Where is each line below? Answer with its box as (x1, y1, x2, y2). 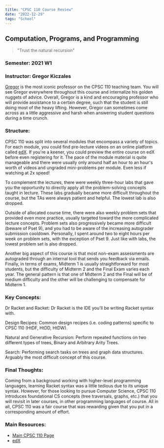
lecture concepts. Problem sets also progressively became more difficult (5, 220, 152, 226)
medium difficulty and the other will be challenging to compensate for (5, 276, 145, 282)
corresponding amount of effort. (5, 409, 70, 415)
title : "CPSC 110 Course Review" (5, 7, 73, 12)
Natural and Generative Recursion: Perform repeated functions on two (5, 334, 147, 340)
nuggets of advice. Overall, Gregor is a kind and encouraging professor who (5, 94, 159, 100)
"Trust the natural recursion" (17, 48, 75, 53)
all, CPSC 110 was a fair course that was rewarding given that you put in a (5, 404, 153, 410)
